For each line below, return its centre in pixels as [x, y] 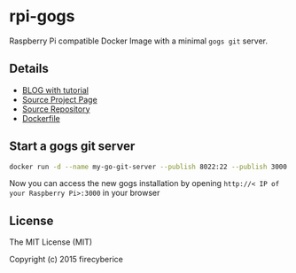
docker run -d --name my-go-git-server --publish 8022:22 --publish [138, 167]
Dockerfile [41, 118]
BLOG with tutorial [55, 90]
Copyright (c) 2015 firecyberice [66, 260]
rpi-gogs [42, 16]
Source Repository [56, 109]
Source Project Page [59, 99]
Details [29, 69]
